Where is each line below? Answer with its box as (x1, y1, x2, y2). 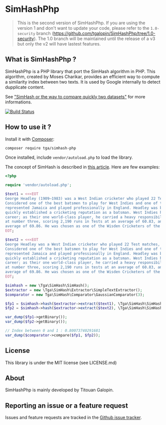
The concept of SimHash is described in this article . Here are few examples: (5, 164, 160, 170)
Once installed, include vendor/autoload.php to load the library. (5, 154, 133, 160)
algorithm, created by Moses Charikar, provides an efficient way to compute (5, 73, 160, 80)
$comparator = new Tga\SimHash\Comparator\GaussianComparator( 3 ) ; (5, 292, 145, 297)
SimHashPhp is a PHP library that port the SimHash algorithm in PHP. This (5, 68, 156, 74)
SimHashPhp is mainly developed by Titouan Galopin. (5, 387, 114, 393)
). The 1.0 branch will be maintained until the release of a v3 (34, 36, 156, 42)
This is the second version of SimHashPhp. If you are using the (17, 20, 146, 26)
